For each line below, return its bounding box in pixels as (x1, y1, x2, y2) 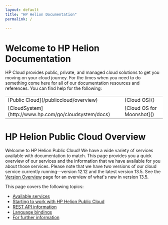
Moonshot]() (124, 111, 154, 118)
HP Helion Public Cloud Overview (5, 131, 146, 142)
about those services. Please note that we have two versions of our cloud (5, 163, 156, 170)
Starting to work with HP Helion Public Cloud (12, 199, 105, 205)
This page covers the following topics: (5, 184, 84, 190)
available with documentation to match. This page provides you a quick (5, 153, 152, 159)
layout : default (5, 7, 39, 12)
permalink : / (5, 16, 32, 21)
